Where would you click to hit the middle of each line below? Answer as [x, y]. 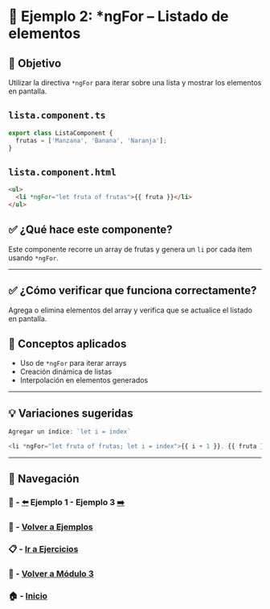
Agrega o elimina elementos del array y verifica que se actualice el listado [131, 310]
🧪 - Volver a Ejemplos [51, 527]
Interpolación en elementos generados [84, 380]
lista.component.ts [57, 116]
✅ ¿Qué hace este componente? [90, 230]
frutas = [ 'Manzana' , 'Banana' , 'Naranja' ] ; [91, 140]
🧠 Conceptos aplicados [67, 344]
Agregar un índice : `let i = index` [70, 432]
